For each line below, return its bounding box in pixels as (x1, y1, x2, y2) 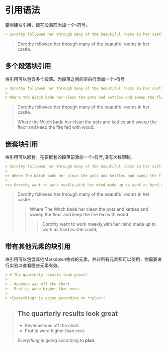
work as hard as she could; (42, 227, 98, 233)
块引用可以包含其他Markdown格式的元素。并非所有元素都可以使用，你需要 (5, 257, 158, 262)
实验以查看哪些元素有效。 (9, 262, 62, 268)
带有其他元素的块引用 (5, 242, 71, 251)
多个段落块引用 (5, 62, 51, 70)
